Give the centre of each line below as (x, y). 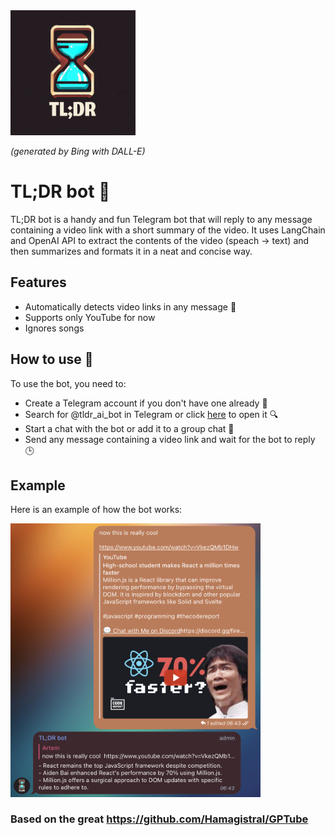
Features (38, 282)
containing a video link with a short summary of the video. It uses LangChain (168, 230)
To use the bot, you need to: (68, 383)
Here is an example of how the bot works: (96, 510)
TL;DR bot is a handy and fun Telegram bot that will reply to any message (161, 219)
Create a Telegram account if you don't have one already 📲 (146, 403)
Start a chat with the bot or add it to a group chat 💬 (129, 428)
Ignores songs (54, 328)
